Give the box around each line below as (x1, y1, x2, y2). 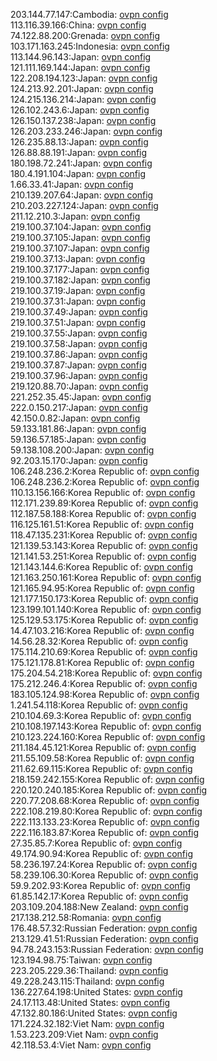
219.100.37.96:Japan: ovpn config (10, 370, 148, 381)
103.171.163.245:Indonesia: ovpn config (10, 40, 170, 52)
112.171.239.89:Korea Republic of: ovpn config (10, 497, 199, 509)
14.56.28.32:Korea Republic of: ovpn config (10, 635, 189, 647)
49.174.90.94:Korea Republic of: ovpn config (10, 848, 193, 859)
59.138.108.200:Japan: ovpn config (10, 444, 155, 456)
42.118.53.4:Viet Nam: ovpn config (10, 1039, 152, 1051)
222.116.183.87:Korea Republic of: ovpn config (10, 827, 200, 838)
